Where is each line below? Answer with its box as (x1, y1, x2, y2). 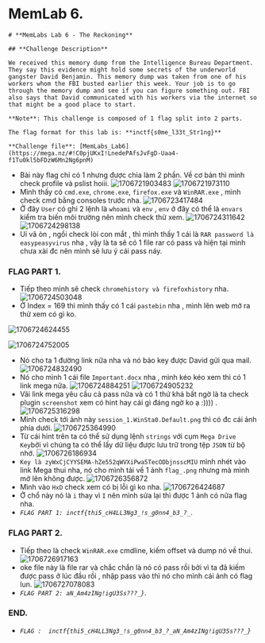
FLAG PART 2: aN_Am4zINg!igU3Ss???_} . (19, 587, 147, 597)
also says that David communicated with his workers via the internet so (8, 93, 258, 102)
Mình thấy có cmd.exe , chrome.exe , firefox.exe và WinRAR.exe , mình (19, 187, 241, 196)
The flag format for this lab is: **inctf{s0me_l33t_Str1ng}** (8, 128, 222, 136)
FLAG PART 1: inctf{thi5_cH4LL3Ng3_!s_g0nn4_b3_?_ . (19, 508, 193, 517)
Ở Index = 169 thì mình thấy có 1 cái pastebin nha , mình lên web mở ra (19, 301, 251, 311)
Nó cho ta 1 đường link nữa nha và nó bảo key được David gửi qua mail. (19, 355, 252, 366)
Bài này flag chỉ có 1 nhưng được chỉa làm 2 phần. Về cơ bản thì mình (19, 170, 245, 180)
